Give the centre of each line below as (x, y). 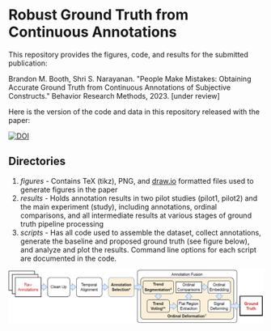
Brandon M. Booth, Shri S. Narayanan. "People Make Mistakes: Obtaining (130, 79)
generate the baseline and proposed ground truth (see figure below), (135, 241)
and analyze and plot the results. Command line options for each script (138, 249)
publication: (28, 63)
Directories (37, 161)
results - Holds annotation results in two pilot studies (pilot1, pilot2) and (139, 198)
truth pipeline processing (61, 223)
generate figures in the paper (69, 189)
